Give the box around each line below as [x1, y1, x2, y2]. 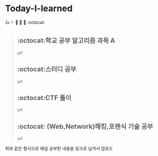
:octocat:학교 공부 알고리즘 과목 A [17, 37, 116, 45]
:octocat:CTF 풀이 [17, 94, 72, 102]
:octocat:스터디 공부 [17, 65, 77, 74]
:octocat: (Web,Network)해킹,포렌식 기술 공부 [17, 122, 154, 131]
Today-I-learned [5, 3, 73, 14]
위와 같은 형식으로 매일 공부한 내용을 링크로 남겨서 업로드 [5, 146, 113, 152]
